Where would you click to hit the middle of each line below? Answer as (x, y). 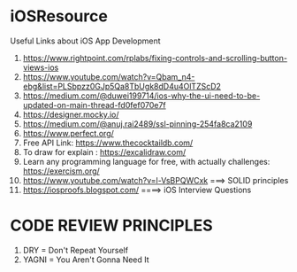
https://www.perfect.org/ (68, 133)
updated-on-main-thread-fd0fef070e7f (94, 105)
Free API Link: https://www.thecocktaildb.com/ (108, 143)
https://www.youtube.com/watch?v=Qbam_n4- (109, 76)
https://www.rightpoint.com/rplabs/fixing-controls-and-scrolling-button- (155, 58)
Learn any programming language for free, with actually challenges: (146, 161)
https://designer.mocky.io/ (71, 114)
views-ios (41, 67)
